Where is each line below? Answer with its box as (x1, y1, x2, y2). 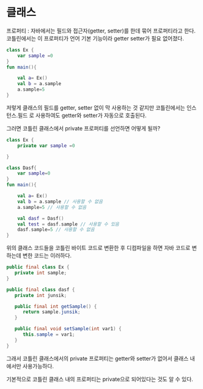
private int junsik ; (14, 292, 67, 298)
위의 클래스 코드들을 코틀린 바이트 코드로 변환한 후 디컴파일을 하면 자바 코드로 (6, 244, 191, 252)
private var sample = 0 (17, 142, 75, 149)
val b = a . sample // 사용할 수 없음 (17, 198, 103, 205)
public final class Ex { (6, 264, 70, 270)
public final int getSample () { (14, 303, 97, 309)
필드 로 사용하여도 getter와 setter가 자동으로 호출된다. (17, 111, 147, 119)
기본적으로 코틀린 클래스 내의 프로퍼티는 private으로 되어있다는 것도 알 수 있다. (6, 375, 194, 383)
